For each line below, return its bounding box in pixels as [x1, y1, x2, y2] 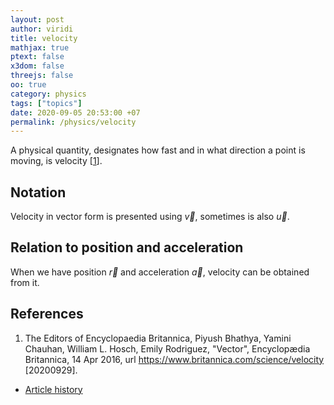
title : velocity [10, 33, 78, 43]
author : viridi [10, 24, 74, 34]
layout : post [10, 14, 65, 25]
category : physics [10, 89, 87, 99]
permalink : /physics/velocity [10, 117, 137, 127]
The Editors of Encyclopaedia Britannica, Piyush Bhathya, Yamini [24, 332, 292, 344]
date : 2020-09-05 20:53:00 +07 [10, 107, 141, 118]
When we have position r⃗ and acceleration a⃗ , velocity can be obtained [10, 266, 310, 278]
